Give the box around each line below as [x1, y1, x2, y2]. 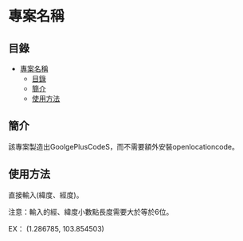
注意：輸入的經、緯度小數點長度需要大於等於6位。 [8, 207, 174, 216]
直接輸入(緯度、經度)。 [8, 190, 84, 200]
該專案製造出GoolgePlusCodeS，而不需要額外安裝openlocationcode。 [8, 142, 239, 151]
